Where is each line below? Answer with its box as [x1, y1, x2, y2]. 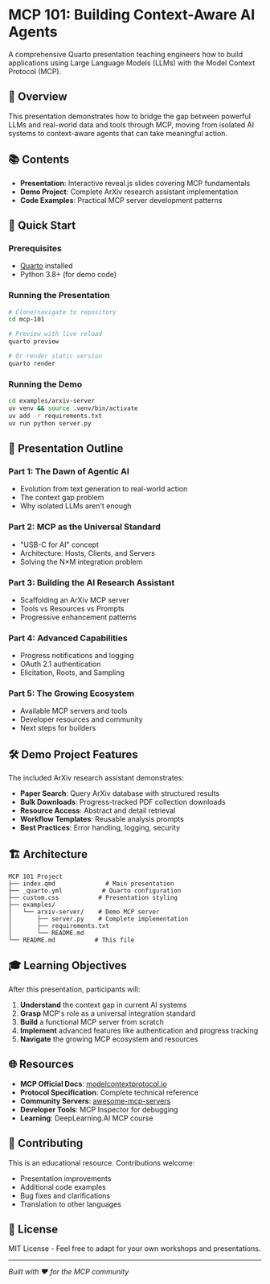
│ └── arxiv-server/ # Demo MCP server [8, 908, 160, 916]
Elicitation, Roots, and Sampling [19, 668, 125, 677]
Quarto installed [19, 261, 73, 271]
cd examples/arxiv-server [8, 397, 95, 405]
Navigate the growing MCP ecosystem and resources [19, 1033, 198, 1044]
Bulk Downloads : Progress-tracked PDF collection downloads [19, 797, 226, 807]
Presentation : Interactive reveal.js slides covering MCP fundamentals [19, 178, 251, 188]
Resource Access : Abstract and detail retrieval [19, 806, 176, 815]
